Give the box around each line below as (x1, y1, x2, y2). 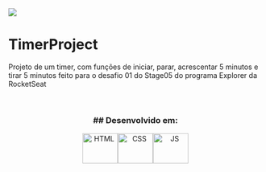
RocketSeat (8, 79, 47, 88)
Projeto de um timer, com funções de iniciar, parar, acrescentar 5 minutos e (8, 62, 259, 72)
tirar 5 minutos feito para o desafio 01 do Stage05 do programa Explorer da (8, 70, 258, 80)
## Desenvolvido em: (92, 114, 179, 125)
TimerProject (8, 35, 98, 54)
